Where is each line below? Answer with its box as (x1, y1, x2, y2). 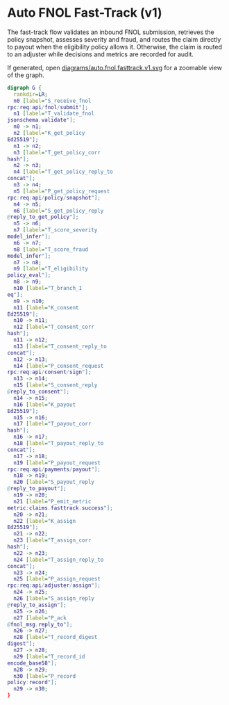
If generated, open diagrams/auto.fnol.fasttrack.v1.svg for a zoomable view (7, 63, 222, 72)
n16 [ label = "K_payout (13, 401, 76, 408)
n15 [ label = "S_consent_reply (13, 382, 98, 389)
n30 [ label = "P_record (13, 672, 76, 679)
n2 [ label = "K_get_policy (13, 130, 85, 137)
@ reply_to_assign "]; (7, 601, 67, 608)
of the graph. (7, 71, 45, 79)
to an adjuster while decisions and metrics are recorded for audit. (7, 50, 194, 58)
